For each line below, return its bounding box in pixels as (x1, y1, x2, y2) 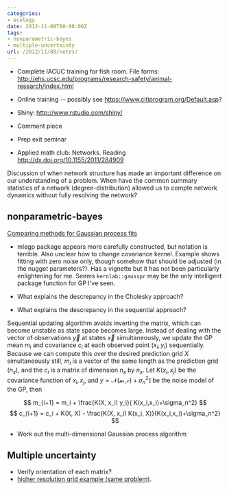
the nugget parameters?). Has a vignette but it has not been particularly (16, 264, 219, 272)
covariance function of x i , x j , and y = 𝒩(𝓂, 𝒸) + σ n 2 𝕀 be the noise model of (7, 375, 215, 386)
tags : (7, 29, 23, 36)
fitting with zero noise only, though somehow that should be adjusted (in (16, 257, 221, 265)
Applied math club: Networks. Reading (16, 148, 126, 157)
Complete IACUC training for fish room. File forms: (16, 67, 160, 76)
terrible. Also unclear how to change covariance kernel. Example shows (16, 249, 220, 258)
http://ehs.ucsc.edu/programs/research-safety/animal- (16, 74, 173, 82)
